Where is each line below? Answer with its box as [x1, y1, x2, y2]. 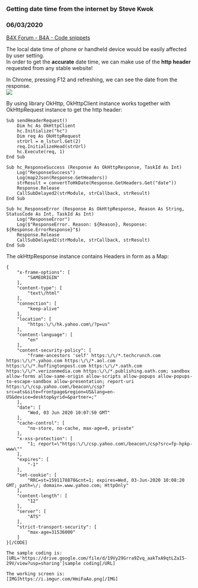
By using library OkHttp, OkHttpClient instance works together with [6, 100, 171, 107]
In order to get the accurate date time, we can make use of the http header [6, 58, 191, 65]
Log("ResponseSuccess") [17, 170, 76, 176]
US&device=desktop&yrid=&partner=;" [6, 394, 97, 400]
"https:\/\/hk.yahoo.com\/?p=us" [27, 321, 111, 328]
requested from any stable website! [6, 65, 93, 72]
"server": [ [17, 508, 46, 515]
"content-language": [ [17, 332, 73, 338]
